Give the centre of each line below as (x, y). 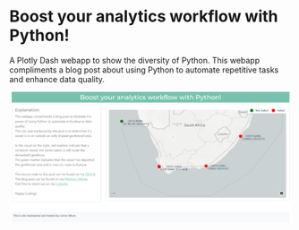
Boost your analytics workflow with (144, 17)
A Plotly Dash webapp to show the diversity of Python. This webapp (135, 60)
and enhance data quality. (57, 79)
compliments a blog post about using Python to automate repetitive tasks (144, 70)
